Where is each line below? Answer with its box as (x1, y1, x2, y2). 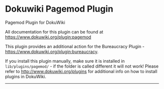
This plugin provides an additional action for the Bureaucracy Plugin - (5, 43, 145, 49)
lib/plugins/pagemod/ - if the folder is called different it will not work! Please (5, 63, 159, 69)
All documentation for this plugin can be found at (5, 29, 103, 35)
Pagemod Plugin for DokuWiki (5, 19, 65, 25)
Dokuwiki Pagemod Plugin (5, 3, 114, 15)
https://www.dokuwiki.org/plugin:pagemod (5, 34, 91, 40)
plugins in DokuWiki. (5, 73, 46, 79)
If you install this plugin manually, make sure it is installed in (5, 58, 125, 64)
